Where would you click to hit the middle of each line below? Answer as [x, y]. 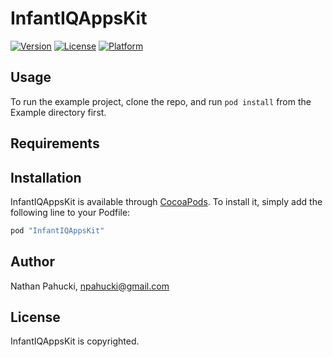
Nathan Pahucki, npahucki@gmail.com [90, 286]
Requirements [55, 143]
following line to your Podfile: [70, 212]
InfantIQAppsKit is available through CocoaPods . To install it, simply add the [166, 201]
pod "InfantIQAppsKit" [57, 230]
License [35, 317]
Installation [46, 177]
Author [32, 262]
